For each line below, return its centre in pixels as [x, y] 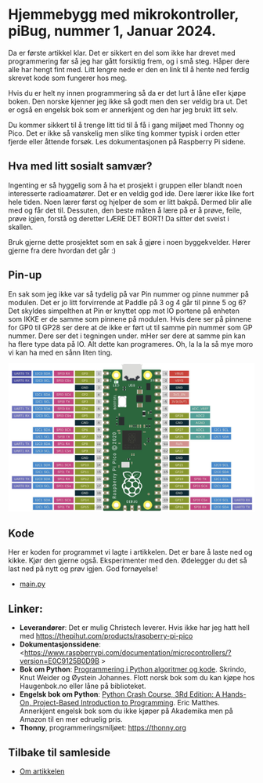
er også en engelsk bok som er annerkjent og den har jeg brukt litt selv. [123, 109]
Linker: [25, 608]
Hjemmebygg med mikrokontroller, [123, 15]
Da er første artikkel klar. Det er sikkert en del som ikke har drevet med [122, 53]
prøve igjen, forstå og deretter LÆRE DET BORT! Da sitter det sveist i [119, 218]
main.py [32, 584]
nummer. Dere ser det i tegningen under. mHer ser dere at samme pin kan [127, 336]
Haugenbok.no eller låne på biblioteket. [83, 686]
